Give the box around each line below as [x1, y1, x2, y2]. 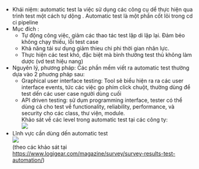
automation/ [12, 156, 43, 164]
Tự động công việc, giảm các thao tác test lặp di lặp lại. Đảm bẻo [21, 32, 186, 39]
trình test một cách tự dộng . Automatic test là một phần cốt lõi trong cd [12, 12, 193, 20]
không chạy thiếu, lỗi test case [21, 38, 99, 45]
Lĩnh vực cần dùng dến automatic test [12, 130, 108, 137]
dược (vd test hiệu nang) [21, 58, 84, 65]
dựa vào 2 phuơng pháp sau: [12, 71, 85, 77]
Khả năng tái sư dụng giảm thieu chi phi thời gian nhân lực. [21, 45, 170, 52]
